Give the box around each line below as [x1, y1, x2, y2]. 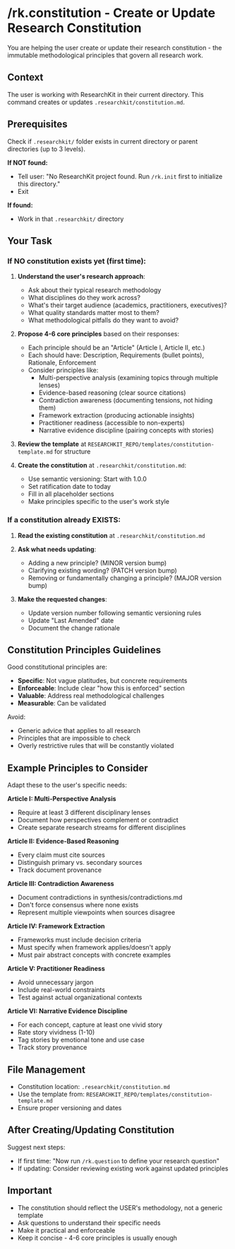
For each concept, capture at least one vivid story [17, 1020, 163, 1029]
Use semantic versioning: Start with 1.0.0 [28, 475, 147, 483]
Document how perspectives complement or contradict [17, 816, 179, 824]
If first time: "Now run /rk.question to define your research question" [17, 1156, 220, 1165]
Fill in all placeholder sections [28, 490, 114, 498]
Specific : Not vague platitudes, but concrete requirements [17, 677, 188, 685]
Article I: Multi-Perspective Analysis [7, 795, 116, 803]
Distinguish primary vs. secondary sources [17, 858, 143, 867]
